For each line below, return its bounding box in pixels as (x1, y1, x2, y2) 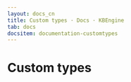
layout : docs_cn (7, 10, 55, 18)
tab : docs (7, 23, 37, 30)
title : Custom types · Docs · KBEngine (7, 17, 125, 24)
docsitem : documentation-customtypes (7, 29, 118, 37)
